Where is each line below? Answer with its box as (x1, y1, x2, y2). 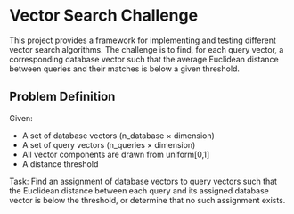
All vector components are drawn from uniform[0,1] (21, 149, 210, 160)
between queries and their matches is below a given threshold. (9, 63, 241, 74)
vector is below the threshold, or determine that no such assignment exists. (9, 194, 286, 205)
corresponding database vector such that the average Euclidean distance (9, 53, 279, 64)
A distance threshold (21, 158, 99, 169)
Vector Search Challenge (9, 5, 199, 26)
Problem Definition (9, 89, 116, 104)
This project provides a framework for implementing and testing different (9, 35, 276, 45)
